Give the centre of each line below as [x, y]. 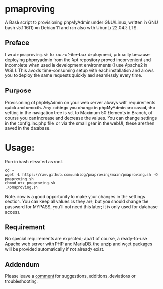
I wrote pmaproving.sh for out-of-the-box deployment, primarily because [77, 54]
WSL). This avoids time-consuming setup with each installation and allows [80, 70]
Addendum [22, 264]
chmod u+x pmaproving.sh [30, 183]
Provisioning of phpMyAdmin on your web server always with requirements [80, 102]
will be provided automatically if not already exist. [55, 249]
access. [13, 212]
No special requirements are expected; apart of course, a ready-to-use [76, 239]
